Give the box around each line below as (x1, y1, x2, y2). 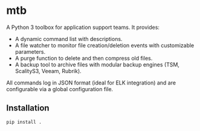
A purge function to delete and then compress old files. (15, 54, 153, 62)
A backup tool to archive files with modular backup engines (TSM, (15, 61, 180, 68)
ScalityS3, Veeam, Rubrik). (15, 67, 82, 74)
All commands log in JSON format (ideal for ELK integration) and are (6, 79, 176, 86)
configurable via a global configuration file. (6, 85, 114, 92)
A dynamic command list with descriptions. (15, 35, 123, 42)
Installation (6, 103, 50, 113)
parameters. (15, 48, 46, 55)
